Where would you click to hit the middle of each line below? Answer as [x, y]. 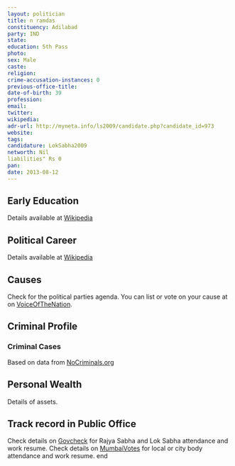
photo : [17, 54]
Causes [24, 280]
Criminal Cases [34, 347]
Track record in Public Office [72, 424]
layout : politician [36, 14]
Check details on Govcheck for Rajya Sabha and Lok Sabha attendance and [118, 441]
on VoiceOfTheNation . [40, 304]
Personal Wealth [45, 385]
